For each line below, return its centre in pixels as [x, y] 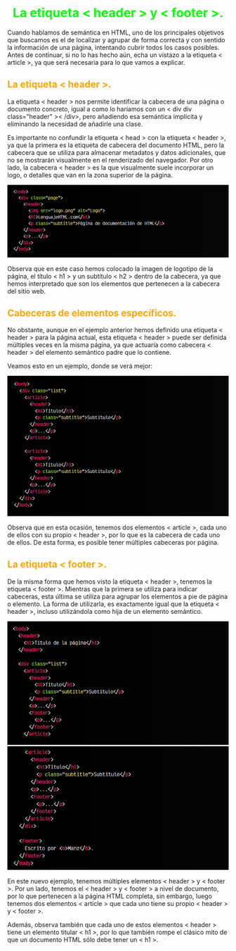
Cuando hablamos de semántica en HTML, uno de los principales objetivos [116, 32]
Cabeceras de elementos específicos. [92, 313]
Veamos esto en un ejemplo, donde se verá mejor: [80, 366]
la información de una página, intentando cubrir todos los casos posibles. [113, 47]
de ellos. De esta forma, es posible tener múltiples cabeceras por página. [113, 543]
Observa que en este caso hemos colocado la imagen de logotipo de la [110, 268]
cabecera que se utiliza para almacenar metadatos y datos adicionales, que [117, 152]
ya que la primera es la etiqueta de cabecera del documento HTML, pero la [116, 145]
